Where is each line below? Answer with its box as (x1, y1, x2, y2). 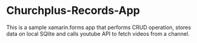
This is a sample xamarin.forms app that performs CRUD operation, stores (6, 24, 192, 31)
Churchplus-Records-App (6, 4, 141, 18)
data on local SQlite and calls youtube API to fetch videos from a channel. (6, 30, 190, 37)
